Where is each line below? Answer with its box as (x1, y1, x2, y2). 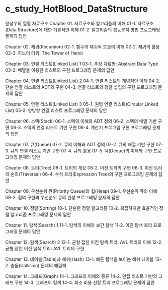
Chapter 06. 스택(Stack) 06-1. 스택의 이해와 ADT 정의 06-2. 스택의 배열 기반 (5, 118, 157, 124)
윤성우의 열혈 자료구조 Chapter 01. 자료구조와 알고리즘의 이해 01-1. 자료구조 (5, 20, 154, 26)
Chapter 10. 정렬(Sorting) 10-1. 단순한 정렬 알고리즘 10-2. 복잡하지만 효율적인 (5, 205, 158, 211)
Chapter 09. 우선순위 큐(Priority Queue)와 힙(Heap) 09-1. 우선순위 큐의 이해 (5, 188, 157, 194)
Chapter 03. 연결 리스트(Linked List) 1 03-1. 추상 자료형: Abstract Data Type (5, 61, 158, 67)
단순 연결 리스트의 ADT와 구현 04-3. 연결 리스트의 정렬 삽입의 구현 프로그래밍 (5, 84, 157, 90)
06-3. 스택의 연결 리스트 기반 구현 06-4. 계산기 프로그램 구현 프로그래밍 (10, 124, 151, 130)
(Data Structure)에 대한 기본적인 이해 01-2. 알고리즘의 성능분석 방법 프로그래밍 (5, 26, 160, 33)
